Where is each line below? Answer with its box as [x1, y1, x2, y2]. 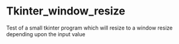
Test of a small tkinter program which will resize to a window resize [6, 24, 173, 31]
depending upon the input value [6, 30, 86, 37]
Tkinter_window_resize [6, 4, 125, 18]
